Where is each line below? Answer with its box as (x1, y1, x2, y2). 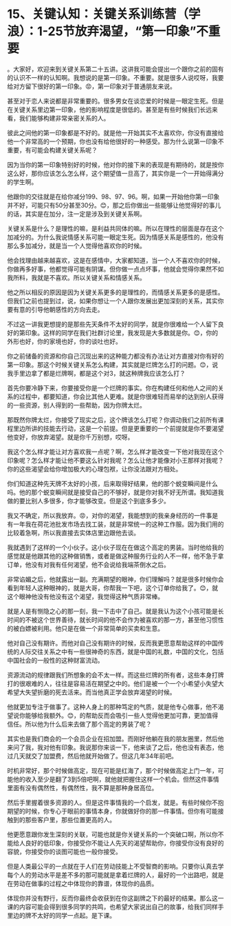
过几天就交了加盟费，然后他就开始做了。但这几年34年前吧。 (7, 752, 177, 760)
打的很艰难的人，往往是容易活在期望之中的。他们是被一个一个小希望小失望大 (7, 679, 224, 687)
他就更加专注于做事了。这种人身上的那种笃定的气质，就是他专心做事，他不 (7, 703, 218, 711)
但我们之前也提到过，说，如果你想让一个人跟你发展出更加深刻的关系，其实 (7, 296, 218, 305)
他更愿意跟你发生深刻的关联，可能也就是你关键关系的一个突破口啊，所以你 (7, 830, 218, 838)
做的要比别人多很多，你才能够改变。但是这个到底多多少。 (7, 496, 170, 505)
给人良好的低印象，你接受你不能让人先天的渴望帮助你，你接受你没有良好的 (12, 838, 224, 847)
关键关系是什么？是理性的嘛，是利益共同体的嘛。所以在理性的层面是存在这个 (7, 224, 224, 232)
